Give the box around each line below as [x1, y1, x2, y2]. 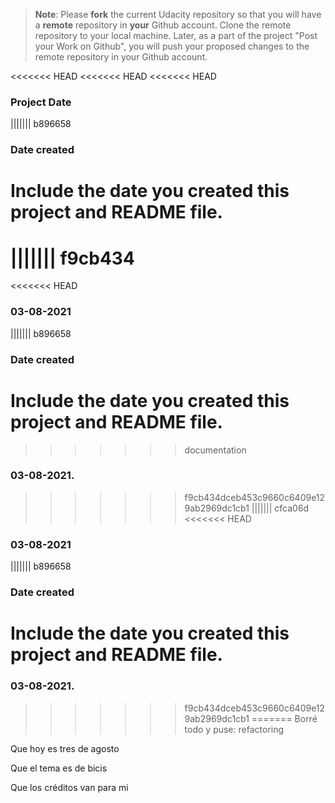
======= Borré [251, 712, 318, 724]
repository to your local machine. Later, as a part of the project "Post [34, 30, 318, 41]
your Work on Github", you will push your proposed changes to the [34, 40, 310, 52]
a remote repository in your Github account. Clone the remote [34, 19, 292, 31]
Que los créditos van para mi [10, 781, 129, 793]
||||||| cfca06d [251, 502, 310, 514]
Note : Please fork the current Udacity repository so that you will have [34, 9, 322, 20]
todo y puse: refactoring [184, 723, 285, 735]
